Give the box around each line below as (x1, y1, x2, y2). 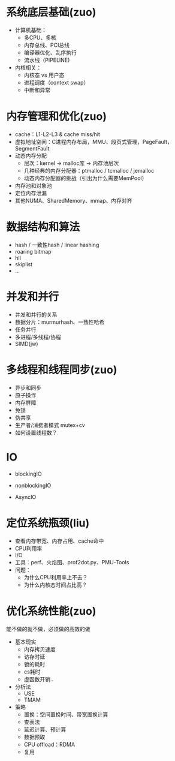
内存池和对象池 (14, 182, 52, 189)
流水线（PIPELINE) (23, 56, 70, 64)
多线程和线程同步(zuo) (6, 363, 117, 377)
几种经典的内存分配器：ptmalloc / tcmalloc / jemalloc (23, 167, 155, 174)
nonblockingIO (14, 482, 52, 489)
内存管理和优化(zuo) (6, 110, 107, 124)
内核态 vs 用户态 (23, 71, 65, 79)
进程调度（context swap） (23, 79, 89, 86)
